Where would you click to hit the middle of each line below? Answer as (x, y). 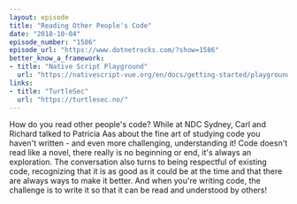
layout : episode (39, 17)
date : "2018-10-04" (45, 34)
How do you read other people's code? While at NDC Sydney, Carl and (138, 125)
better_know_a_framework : (57, 58)
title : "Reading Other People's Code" (80, 26)
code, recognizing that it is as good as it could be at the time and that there (146, 171)
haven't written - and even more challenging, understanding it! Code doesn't (148, 143)
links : (21, 83)
